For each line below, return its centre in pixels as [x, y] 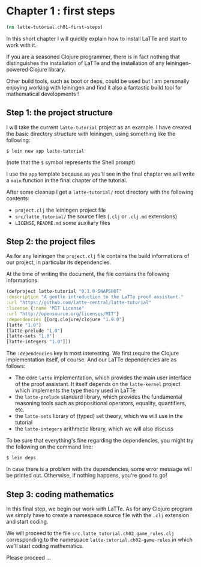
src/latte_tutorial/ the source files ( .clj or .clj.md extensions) [96, 216]
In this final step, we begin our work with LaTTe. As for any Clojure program [100, 509]
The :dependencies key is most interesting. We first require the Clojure [92, 354]
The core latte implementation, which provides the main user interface [103, 378]
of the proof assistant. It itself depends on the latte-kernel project [98, 384]
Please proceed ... [28, 558]
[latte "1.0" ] [24, 325]
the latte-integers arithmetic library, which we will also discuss [94, 429]
